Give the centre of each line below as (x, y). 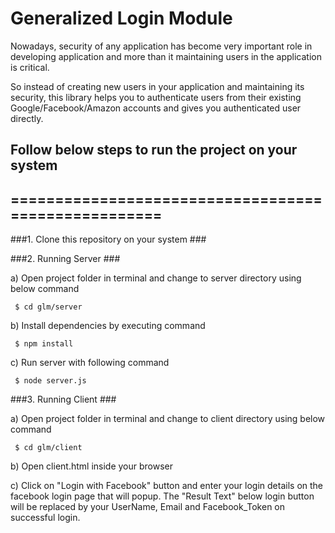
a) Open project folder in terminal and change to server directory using (156, 278)
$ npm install (44, 344)
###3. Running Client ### (63, 399)
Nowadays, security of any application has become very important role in (161, 46)
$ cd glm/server (48, 307)
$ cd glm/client (48, 448)
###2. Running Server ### (65, 259)
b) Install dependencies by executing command (108, 326)
